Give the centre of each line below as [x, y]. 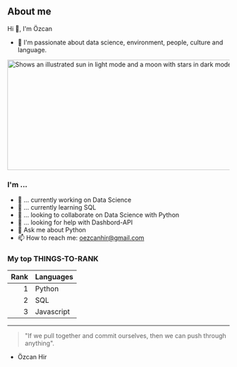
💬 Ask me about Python [52, 230]
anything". [39, 343]
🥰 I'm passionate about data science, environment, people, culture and [120, 42]
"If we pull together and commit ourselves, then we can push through [126, 336]
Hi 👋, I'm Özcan [30, 28]
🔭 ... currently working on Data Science [74, 200]
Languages [54, 277]
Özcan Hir [32, 357]
